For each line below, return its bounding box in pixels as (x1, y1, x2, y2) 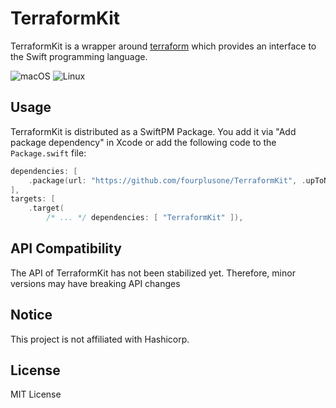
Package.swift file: (10, 147, 87, 159)
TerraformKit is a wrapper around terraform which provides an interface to (10, 40, 317, 52)
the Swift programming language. (10, 50, 148, 62)
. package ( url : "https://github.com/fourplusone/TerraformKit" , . (28, 175, 307, 186)
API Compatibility (10, 240, 122, 257)
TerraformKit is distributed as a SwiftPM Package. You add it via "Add (10, 125, 297, 137)
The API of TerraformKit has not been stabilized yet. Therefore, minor (10, 267, 296, 279)
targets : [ (10, 194, 56, 204)
